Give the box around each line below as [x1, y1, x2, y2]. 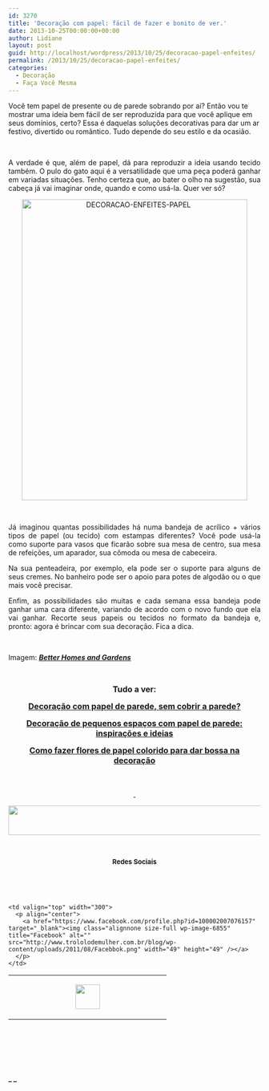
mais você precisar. [8, 580, 73, 590]
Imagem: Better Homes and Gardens [8, 652, 131, 662]
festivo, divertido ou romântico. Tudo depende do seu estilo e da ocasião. [8, 126, 251, 136]
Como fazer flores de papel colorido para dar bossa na [29, 744, 240, 756]
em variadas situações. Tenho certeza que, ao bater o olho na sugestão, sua [8, 174, 261, 185]
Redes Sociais [111, 857, 158, 866]
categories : [8, 64, 48, 72]
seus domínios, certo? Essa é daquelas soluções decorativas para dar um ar [8, 118, 260, 128]
